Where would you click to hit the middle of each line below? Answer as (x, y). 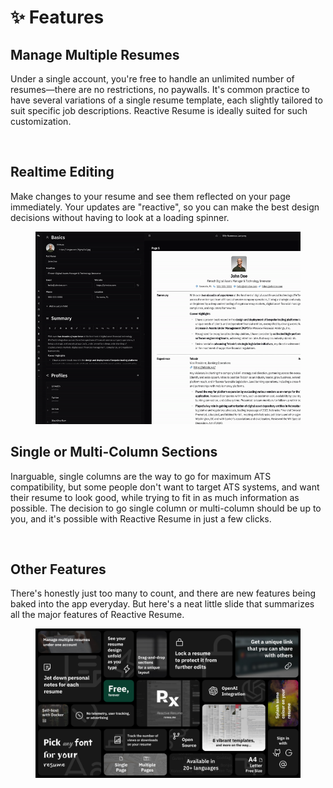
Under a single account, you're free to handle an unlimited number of (152, 79)
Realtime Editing (62, 172)
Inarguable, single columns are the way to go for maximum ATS (141, 476)
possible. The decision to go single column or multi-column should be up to (166, 508)
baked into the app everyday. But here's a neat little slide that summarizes (162, 604)
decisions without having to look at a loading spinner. (120, 217)
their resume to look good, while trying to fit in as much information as (155, 497)
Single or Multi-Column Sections (114, 452)
